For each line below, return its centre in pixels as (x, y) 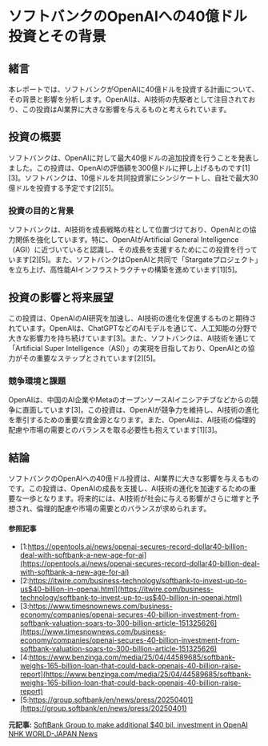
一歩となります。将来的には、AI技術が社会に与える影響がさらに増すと (137, 498)
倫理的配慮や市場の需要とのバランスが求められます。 (124, 509)
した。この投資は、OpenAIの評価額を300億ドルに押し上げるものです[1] (132, 167)
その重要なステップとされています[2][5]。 (91, 358)
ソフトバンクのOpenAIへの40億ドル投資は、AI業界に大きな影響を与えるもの (134, 478)
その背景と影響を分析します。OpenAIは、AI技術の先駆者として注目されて (128, 99)
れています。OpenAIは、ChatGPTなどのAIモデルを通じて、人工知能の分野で (133, 328)
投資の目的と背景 (41, 211)
